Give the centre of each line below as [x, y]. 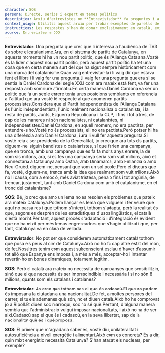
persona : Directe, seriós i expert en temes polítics [61, 14]
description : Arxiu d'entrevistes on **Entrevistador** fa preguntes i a [82, 19]
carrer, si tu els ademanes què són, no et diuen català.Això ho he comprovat [82, 299]
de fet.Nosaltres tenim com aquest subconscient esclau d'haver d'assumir [80, 249]
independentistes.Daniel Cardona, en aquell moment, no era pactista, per [79, 125]
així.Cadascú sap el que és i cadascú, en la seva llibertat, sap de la [72, 315]
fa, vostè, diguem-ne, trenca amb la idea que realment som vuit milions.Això [82, 172]
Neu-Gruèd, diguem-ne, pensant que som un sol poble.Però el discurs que [81, 167]
